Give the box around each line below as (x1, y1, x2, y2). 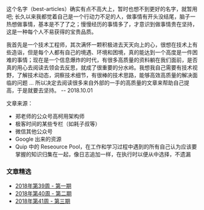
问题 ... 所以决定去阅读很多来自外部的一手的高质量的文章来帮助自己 (16, 79, 184, 86)
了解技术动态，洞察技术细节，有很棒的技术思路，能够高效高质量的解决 (16, 72, 192, 79)
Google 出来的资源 (15, 136, 62, 142)
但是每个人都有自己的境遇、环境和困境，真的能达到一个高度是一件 (27, 49, 192, 56)
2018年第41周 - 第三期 (15, 197, 71, 205)
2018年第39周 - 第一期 (15, 182, 72, 190)
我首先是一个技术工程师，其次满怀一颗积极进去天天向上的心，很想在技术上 (6, 41, 192, 48)
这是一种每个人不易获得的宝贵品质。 (6, 28, 97, 35)
